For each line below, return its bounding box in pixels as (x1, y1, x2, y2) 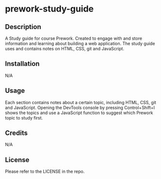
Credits (5, 129, 28, 137)
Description (5, 23, 41, 31)
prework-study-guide (5, 3, 94, 15)
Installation (5, 60, 40, 68)
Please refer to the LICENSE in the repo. (5, 168, 85, 175)
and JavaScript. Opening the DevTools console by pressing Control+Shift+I (5, 104, 155, 110)
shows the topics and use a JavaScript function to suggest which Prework (5, 110, 154, 116)
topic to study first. (5, 115, 43, 120)
